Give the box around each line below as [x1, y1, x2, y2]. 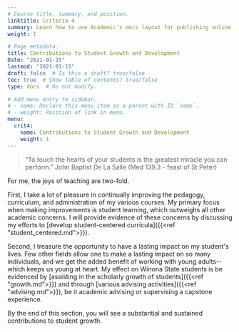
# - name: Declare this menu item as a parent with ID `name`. [7, 103, 200, 110]
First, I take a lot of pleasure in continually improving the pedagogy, [7, 190, 205, 199]
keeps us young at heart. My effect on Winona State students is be [26, 264, 223, 273]
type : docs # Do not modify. [7, 83, 98, 90]
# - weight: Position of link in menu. [7, 109, 126, 116]
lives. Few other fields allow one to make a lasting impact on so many [7, 249, 211, 258]
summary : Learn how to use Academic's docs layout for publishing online [7, 24, 232, 31]
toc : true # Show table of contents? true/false [7, 76, 158, 83]
